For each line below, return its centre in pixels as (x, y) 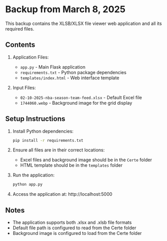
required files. (20, 28)
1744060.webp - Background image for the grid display (76, 103)
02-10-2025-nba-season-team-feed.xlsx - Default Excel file (81, 97)
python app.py (27, 185)
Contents (20, 45)
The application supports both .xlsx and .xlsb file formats (72, 223)
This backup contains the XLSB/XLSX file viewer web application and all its (84, 23)
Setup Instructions (35, 119)
